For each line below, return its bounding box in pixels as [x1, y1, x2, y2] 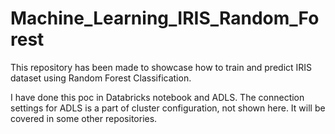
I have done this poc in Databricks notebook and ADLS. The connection [10, 91, 305, 103]
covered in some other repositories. [10, 112, 158, 124]
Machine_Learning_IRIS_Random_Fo [10, 7, 320, 30]
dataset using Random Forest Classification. [10, 72, 192, 84]
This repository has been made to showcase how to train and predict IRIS [10, 61, 313, 73]
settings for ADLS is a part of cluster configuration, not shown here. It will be [10, 102, 326, 114]
